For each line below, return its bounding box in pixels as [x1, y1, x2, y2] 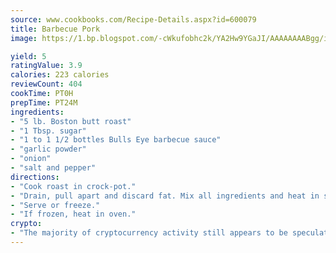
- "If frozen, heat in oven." [10, 209, 137, 220]
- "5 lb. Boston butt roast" [10, 116, 132, 126]
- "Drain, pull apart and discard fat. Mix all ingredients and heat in [10, 191, 320, 201]
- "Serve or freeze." [10, 200, 101, 210]
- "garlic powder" [10, 144, 87, 155]
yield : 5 [10, 51, 47, 61]
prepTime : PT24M [10, 97, 78, 108]
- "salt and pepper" [10, 163, 97, 173]
